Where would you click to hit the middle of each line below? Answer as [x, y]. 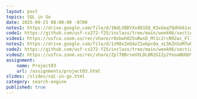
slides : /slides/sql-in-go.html [45, 76]
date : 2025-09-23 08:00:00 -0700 [47, 22]
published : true [26, 87]
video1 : [16, 38]
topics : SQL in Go [28, 17]
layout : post [22, 11]
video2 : [16, 55]
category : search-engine [36, 82]
